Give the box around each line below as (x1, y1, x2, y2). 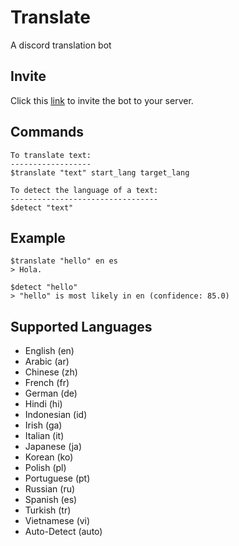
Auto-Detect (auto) (24, 526, 103, 538)
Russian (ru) (24, 483, 76, 495)
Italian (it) (24, 430, 65, 442)
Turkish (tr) (24, 504, 72, 516)
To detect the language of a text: (10, 185, 159, 195)
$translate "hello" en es (10, 256, 118, 266)
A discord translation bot (10, 39, 112, 51)
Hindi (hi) (24, 398, 63, 410)
